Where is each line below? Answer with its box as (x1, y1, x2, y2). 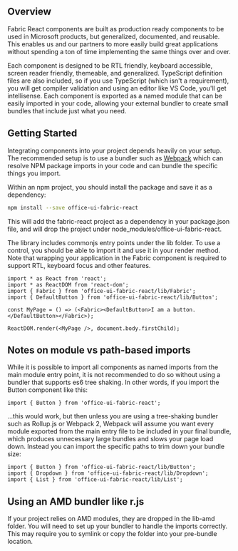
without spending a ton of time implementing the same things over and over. (7, 47, 232, 56)
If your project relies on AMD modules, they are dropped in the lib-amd (7, 515, 215, 523)
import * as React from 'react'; (7, 274, 107, 282)
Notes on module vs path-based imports (7, 344, 191, 356)
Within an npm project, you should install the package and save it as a (7, 182, 212, 191)
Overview (7, 6, 52, 18)
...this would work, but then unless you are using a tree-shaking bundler (7, 412, 219, 421)
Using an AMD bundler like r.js (7, 495, 145, 508)
